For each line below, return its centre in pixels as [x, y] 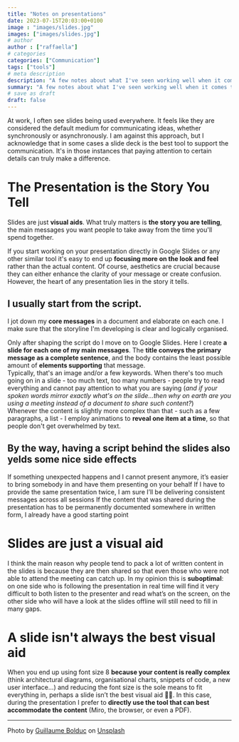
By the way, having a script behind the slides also [119, 448]
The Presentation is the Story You [108, 187]
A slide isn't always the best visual [111, 637]
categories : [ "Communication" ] [54, 61]
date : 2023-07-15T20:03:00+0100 [55, 21]
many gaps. [25, 609]
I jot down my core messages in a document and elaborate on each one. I [116, 321]
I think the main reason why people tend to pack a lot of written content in [116, 563]
